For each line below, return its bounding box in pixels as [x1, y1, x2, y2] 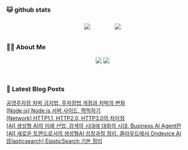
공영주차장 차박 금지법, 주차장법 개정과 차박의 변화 [6, 99, 126, 106]
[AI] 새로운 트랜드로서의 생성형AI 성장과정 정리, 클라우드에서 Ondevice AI [6, 129, 181, 137]
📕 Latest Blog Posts [6, 85, 65, 93]
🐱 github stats [6, 5, 51, 14]
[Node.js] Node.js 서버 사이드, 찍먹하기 [6, 107, 101, 114]
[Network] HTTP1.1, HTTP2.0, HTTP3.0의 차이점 [6, 114, 125, 121]
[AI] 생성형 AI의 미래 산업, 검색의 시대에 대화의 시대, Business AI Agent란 [6, 122, 182, 129]
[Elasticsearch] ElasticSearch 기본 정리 [6, 137, 103, 145]
